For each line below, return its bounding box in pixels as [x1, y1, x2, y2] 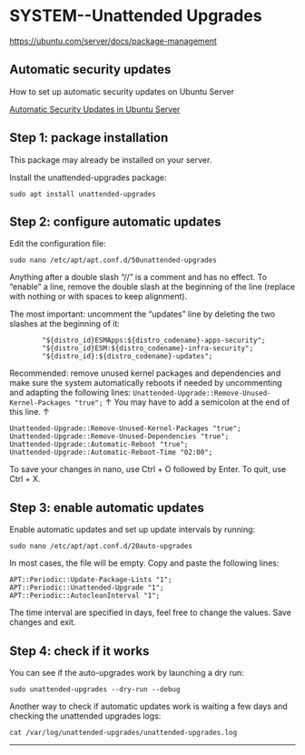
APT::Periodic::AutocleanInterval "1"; [9, 591, 161, 600]
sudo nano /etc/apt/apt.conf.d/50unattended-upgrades [9, 256, 218, 265]
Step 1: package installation [9, 130, 169, 146]
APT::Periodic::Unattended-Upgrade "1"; [9, 583, 165, 592]
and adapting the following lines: [9, 388, 132, 398]
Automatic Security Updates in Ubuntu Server [9, 104, 181, 115]
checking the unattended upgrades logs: [9, 710, 162, 721]
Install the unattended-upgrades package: [9, 172, 167, 183]
